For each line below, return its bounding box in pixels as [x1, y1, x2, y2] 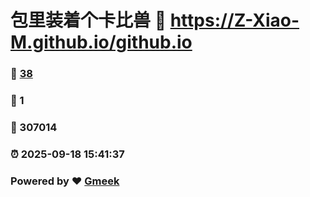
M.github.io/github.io [10, 31, 193, 54]
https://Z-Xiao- [169, 9, 300, 32]
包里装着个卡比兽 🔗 [10, 9, 167, 32]
